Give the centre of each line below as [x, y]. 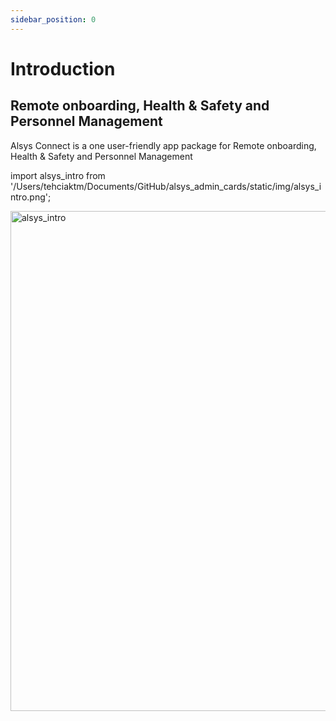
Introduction [63, 68]
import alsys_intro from [58, 175]
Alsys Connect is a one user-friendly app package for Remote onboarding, [163, 145]
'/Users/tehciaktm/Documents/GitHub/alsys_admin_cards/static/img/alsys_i [166, 186]
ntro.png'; [31, 197]
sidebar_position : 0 [53, 19]
